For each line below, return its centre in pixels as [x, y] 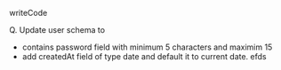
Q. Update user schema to [57, 30]
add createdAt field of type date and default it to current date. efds [144, 56]
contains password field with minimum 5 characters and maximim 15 [147, 47]
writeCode [28, 13]
